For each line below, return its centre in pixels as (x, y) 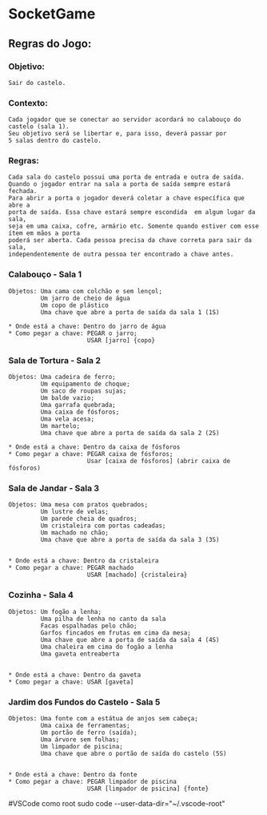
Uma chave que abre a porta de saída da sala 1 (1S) (130, 312)
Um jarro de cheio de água (85, 298)
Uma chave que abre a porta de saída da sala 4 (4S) (130, 639)
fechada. (23, 192)
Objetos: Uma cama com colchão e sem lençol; (85, 291)
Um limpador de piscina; (82, 746)
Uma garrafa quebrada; (78, 405)
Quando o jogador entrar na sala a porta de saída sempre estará (119, 184)
